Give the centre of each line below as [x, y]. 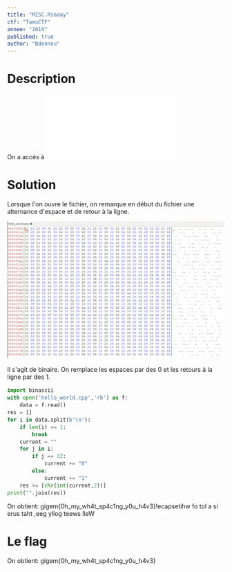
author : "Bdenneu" [33, 44]
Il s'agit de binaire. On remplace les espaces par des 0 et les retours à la [110, 370]
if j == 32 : [49, 456]
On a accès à [26, 157]
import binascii [30, 391]
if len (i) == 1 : [43, 427]
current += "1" [66, 478]
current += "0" [66, 464]
